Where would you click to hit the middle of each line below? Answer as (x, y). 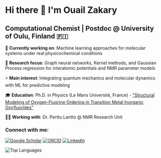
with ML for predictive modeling (38, 85)
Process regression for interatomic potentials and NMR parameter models (80, 68)
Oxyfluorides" (19, 107)
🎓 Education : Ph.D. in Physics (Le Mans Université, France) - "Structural (80, 95)
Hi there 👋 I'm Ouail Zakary (61, 10)
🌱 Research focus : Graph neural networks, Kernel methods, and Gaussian (81, 63)
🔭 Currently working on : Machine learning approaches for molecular (76, 48)
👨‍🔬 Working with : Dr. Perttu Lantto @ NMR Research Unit (64, 117)
